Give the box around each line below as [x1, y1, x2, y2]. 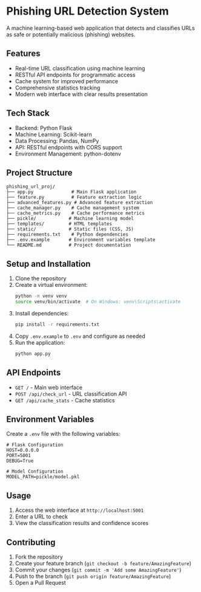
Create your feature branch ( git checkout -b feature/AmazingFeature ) [15, 559, 192, 566]
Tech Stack [6, 108, 50, 119]
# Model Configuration [6, 469, 64, 475]
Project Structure [6, 167, 73, 177]
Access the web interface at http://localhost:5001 [15, 506, 144, 514]
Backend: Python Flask [15, 124, 73, 131]
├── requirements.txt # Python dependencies [6, 232, 129, 238]
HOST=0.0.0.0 [6, 447, 39, 453]
